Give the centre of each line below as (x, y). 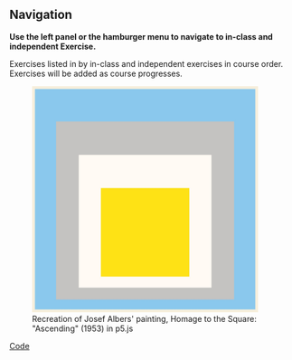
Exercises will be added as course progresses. (96, 73)
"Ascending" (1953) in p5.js (83, 328)
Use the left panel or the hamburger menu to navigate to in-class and (141, 36)
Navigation (41, 15)
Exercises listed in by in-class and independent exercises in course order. (146, 63)
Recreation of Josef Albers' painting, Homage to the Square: (145, 318)
